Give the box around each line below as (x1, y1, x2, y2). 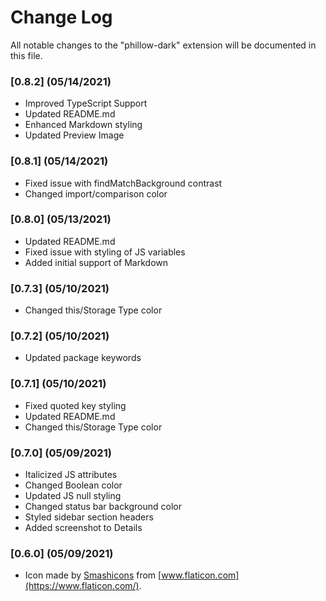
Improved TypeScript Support (24, 97, 148, 110)
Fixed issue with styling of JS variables (24, 246, 186, 258)
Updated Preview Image (24, 129, 125, 141)
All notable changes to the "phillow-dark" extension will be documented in (10, 39, 317, 51)
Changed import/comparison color (24, 187, 168, 200)
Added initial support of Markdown (24, 256, 169, 268)
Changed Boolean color (24, 479, 123, 491)
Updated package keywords (24, 352, 142, 364)
